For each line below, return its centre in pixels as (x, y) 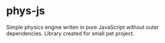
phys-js (26, 11)
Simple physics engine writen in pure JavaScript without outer (83, 27)
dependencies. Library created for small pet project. (70, 33)
